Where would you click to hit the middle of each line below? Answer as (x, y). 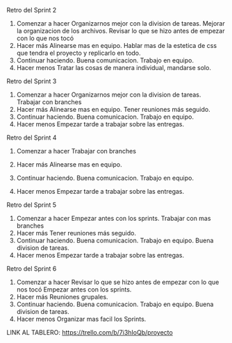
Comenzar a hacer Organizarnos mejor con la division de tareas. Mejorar (121, 23)
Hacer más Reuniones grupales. (62, 297)
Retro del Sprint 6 (32, 269)
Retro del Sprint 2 (32, 10)
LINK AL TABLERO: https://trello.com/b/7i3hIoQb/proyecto (90, 332)
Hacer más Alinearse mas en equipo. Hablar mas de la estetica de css (116, 45)
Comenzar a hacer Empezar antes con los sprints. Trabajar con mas (114, 218)
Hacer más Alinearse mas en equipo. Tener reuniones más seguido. (113, 109)
